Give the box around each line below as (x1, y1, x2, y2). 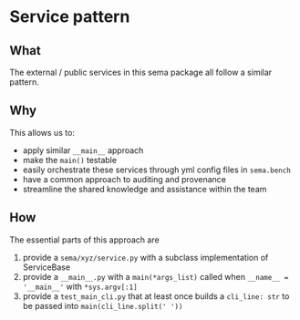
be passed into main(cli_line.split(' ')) (22, 300, 183, 311)
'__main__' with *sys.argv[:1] (22, 281, 139, 292)
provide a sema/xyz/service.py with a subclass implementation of (22, 252, 269, 263)
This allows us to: (9, 127, 76, 138)
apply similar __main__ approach (22, 144, 144, 156)
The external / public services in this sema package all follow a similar (9, 67, 273, 77)
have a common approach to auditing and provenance (22, 173, 226, 184)
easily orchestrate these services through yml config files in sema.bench (22, 164, 292, 175)
